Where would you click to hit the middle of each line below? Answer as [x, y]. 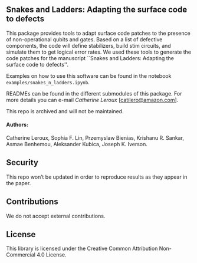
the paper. [19, 183]
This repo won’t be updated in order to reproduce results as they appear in [97, 177]
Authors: [17, 125]
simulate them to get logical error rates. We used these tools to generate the [99, 52]
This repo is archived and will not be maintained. [65, 111]
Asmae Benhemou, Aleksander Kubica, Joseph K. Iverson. [77, 144]
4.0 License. [51, 255]
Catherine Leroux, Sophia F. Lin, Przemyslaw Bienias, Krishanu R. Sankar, [95, 138]
